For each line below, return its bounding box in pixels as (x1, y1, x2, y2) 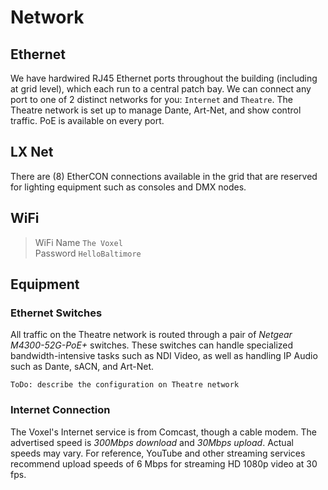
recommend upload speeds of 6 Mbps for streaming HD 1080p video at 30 (10, 457, 318, 470)
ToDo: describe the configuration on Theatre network (10, 380, 240, 390)
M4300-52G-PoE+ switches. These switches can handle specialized (10, 339, 294, 351)
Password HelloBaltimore (34, 247, 142, 259)
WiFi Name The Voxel (34, 236, 123, 248)
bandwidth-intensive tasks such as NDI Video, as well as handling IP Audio (10, 350, 318, 362)
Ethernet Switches (10, 306, 103, 320)
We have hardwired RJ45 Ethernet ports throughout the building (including (10, 72, 318, 84)
